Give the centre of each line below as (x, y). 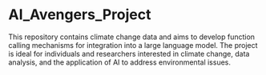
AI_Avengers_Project (80, 15)
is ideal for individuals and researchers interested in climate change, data (129, 53)
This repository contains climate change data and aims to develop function (131, 37)
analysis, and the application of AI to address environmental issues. (119, 62)
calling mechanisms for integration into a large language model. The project (133, 45)
